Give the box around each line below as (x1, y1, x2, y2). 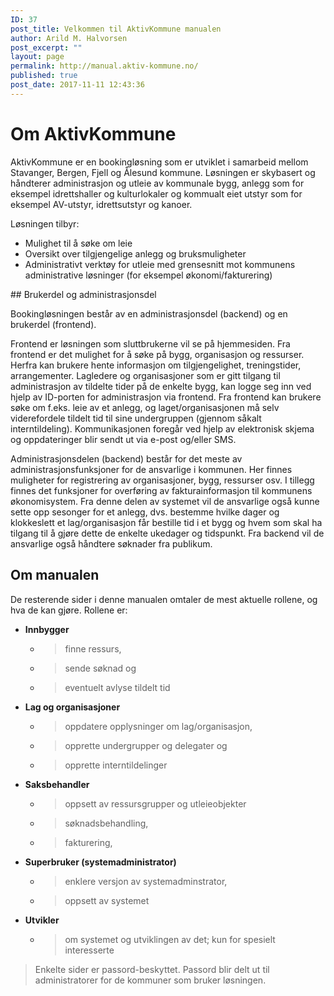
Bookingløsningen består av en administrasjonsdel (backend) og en (10, 307, 288, 320)
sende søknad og (64, 662, 137, 674)
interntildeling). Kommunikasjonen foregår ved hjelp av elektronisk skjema (10, 422, 315, 435)
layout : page (10, 52, 65, 62)
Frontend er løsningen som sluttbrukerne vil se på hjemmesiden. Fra (10, 337, 291, 350)
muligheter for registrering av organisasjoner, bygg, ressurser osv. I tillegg (10, 474, 315, 486)
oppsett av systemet (64, 894, 150, 906)
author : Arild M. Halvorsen (10, 33, 128, 43)
